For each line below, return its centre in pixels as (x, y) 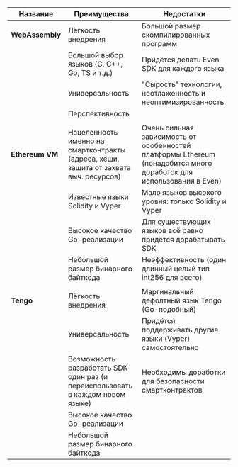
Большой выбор (96, 55)
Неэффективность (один (184, 260)
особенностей (166, 146)
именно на (86, 141)
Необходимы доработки (183, 372)
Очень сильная (168, 128)
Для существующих (176, 221)
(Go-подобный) (169, 309)
